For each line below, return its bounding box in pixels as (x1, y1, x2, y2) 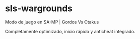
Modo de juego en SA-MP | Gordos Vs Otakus (5, 19, 99, 25)
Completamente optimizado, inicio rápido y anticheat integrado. (5, 28, 136, 34)
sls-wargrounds (5, 3, 73, 14)
